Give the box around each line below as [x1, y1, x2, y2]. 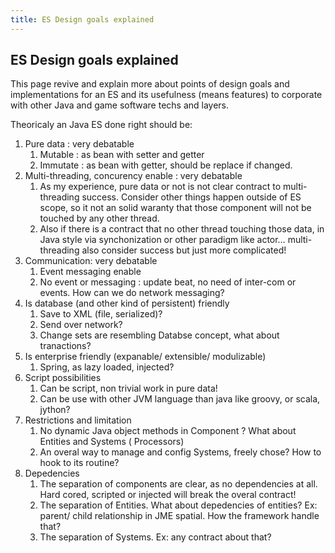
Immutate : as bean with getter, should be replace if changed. [39, 159, 293, 171]
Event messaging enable [39, 266, 142, 278]
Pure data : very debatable [24, 138, 135, 150]
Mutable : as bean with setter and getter [39, 149, 205, 161]
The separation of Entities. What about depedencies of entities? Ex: [39, 499, 318, 511]
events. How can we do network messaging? [39, 287, 225, 299]
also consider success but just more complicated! [81, 244, 287, 256]
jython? [39, 404, 71, 416]
